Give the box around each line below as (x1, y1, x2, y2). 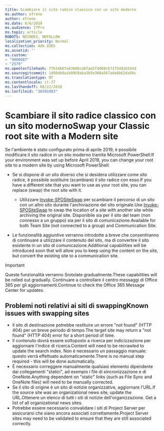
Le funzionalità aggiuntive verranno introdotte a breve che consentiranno (12, 232, 159, 238)
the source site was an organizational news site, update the (12, 390, 132, 395)
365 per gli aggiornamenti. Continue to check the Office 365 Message (5, 282, 145, 288)
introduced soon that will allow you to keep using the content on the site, (12, 247, 159, 254)
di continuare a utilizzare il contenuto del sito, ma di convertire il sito (12, 237, 149, 243)
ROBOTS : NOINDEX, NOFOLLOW (5, 35, 60, 40)
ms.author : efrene (5, 12, 42, 17)
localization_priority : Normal (5, 39, 69, 44)
